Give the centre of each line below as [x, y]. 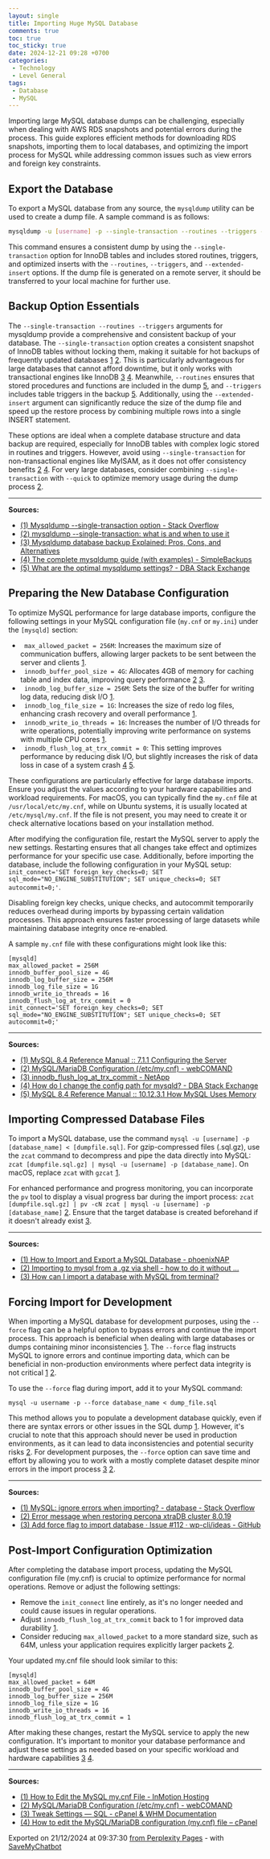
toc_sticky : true [37, 46]
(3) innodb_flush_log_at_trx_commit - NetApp [95, 1077]
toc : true [25, 38]
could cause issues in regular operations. [88, 1611]
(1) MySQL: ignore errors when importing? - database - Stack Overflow [137, 1508]
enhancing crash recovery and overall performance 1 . [108, 713]
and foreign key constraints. [55, 164]
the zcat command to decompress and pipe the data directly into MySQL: [130, 1155]
